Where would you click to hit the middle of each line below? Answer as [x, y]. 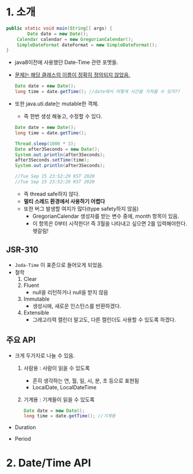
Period [23, 439]
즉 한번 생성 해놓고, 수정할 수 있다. [63, 117]
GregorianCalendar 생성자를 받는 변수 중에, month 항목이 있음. [106, 216]
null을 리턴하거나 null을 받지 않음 [70, 292]
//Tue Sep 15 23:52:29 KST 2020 [54, 176]
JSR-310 [22, 250]
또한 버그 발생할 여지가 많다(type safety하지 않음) [81, 208]
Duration [25, 427]
